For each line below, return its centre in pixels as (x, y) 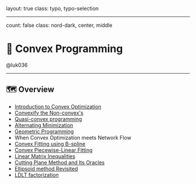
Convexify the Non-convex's (49, 113)
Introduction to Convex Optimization (58, 106)
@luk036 (17, 65)
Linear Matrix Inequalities (45, 156)
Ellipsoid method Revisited (46, 168)
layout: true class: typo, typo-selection (52, 8)
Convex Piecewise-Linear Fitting (53, 150)
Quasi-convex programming (48, 119)
